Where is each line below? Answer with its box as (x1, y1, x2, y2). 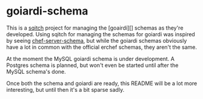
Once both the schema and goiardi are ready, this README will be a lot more (6, 80, 198, 87)
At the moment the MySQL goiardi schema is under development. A (6, 55, 175, 62)
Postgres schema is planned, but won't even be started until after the (6, 62, 179, 69)
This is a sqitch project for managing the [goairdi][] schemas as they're (6, 24, 184, 31)
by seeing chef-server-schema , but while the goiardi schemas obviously (6, 37, 187, 44)
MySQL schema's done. (6, 68, 67, 75)
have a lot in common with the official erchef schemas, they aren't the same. (6, 43, 197, 51)
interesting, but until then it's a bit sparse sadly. (6, 86, 125, 93)
